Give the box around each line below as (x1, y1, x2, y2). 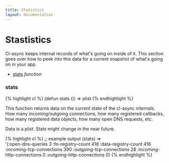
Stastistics (5, 34, 52, 46)
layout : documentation (5, 12, 53, 17)
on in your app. (5, 61, 37, 67)
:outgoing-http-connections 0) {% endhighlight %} (46, 151, 153, 157)
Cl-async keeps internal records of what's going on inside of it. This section (5, 51, 164, 57)
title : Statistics (5, 7, 44, 13)
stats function (12, 71, 42, 77)
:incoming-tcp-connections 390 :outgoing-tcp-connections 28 (5, 146, 137, 152)
